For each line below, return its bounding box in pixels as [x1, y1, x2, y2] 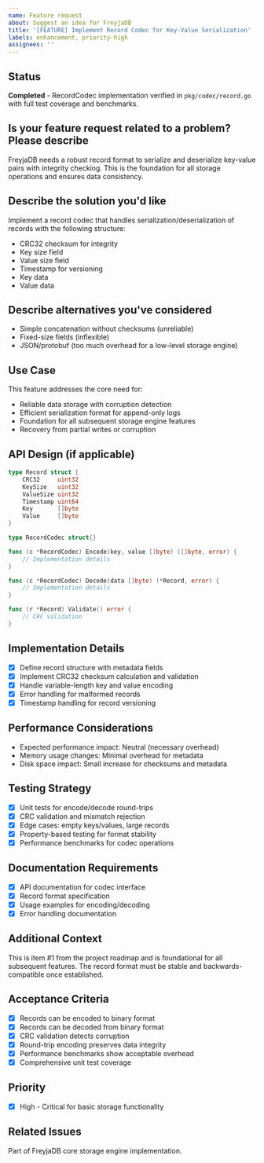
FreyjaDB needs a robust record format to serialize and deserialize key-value [8, 155, 256, 164]
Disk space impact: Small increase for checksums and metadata [19, 759, 228, 769]
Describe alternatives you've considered [8, 303, 212, 317]
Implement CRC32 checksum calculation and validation [19, 671, 199, 681]
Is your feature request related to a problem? [8, 122, 231, 135]
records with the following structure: [8, 223, 126, 233]
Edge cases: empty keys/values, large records [19, 820, 170, 830]
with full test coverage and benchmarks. [8, 99, 139, 108]
